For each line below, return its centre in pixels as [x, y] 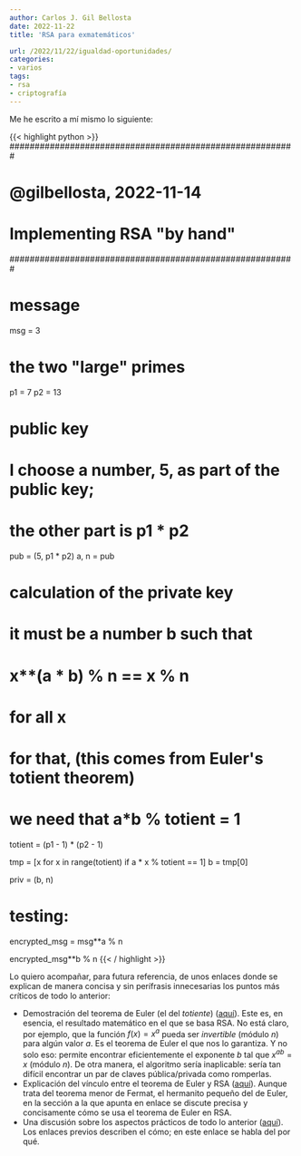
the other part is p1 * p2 [99, 531]
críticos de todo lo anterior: [60, 996]
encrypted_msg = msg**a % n [66, 941]
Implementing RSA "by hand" [122, 234]
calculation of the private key [121, 593]
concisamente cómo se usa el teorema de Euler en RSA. [127, 1112]
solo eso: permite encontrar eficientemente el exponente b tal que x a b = [157, 1054]
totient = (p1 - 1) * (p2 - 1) [57, 844]
